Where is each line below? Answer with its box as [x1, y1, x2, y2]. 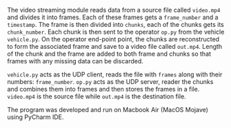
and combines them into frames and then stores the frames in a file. [7, 85, 200, 93]
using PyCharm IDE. [7, 113, 64, 121]
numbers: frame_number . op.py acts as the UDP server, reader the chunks [7, 78, 214, 85]
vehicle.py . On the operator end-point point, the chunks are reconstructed [7, 35, 219, 43]
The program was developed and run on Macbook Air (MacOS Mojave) [7, 106, 209, 114]
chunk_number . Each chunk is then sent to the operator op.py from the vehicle [7, 28, 225, 36]
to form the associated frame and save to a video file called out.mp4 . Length [7, 43, 223, 50]
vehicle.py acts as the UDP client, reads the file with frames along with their [7, 70, 223, 78]
